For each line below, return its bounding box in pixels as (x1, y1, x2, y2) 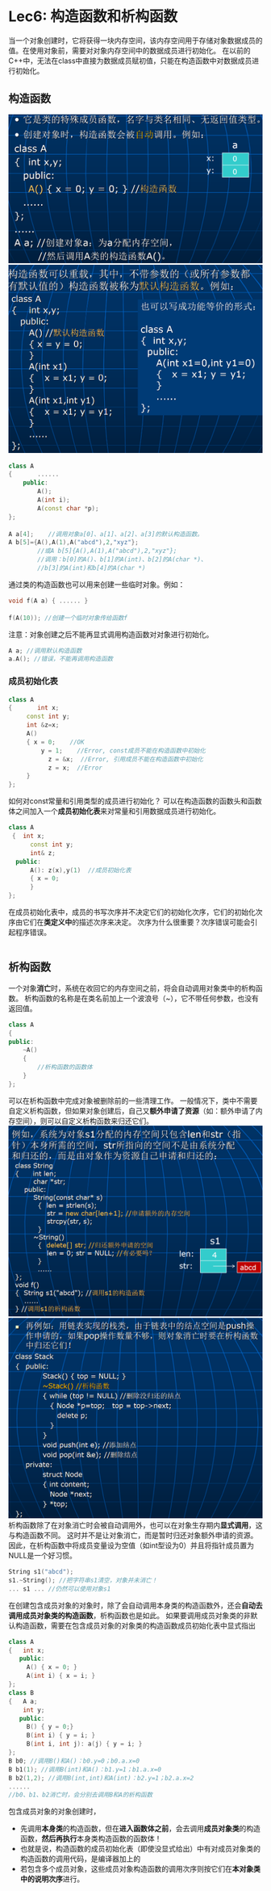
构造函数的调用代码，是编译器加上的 (19, 1854, 141, 1864)
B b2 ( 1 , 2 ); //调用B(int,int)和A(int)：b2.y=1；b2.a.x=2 (8, 1774, 194, 1782)
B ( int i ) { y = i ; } (26, 1731, 95, 1740)
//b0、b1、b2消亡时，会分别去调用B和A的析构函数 (8, 1791, 153, 1799)
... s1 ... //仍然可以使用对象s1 (8, 1584, 111, 1593)
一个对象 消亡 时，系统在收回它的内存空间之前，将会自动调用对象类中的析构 (8, 983, 256, 993)
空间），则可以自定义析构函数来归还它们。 (15, 1116, 153, 1126)
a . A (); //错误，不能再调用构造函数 (8, 655, 114, 663)
